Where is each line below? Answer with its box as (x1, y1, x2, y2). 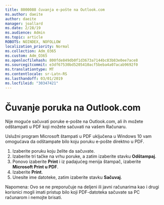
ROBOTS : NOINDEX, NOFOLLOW (5, 40, 61, 44)
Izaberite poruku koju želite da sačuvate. (12, 148, 95, 154)
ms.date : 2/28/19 (5, 26, 41, 31)
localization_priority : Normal (5, 44, 70, 49)
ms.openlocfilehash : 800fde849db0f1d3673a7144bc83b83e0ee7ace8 (5, 58, 138, 63)
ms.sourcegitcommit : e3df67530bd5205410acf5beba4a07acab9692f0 (5, 62, 138, 67)
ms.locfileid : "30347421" (5, 81, 58, 85)
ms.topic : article (5, 35, 43, 40)
